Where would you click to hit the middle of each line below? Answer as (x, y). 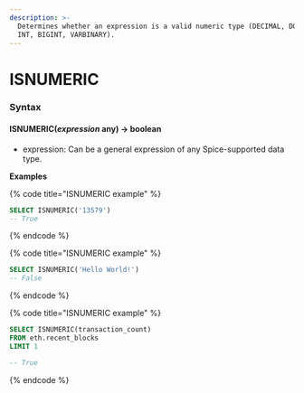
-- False (26, 278)
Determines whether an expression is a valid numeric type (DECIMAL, (151, 26)
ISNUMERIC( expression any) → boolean (85, 129)
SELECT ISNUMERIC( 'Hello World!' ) (75, 270)
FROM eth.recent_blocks (54, 338)
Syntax (25, 108)
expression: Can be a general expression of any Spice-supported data (153, 149)
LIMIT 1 (24, 346)
